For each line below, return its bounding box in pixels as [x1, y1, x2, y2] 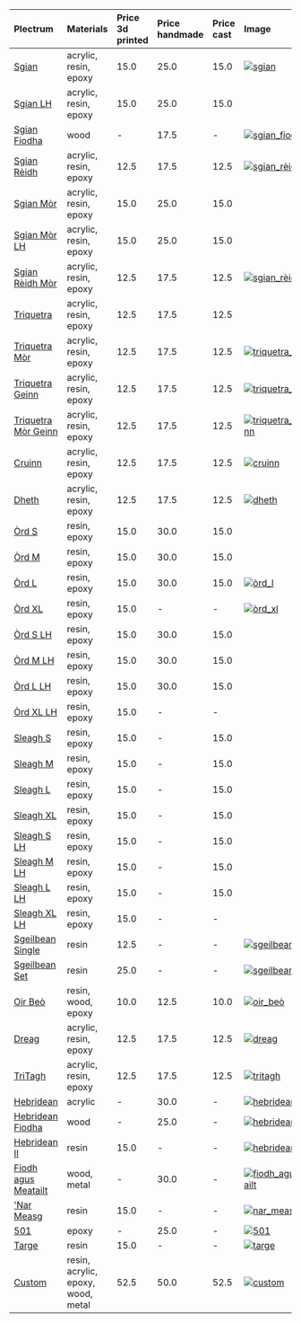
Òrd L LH [13, 680, 52, 692]
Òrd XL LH [13, 706, 58, 718]
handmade [157, 29, 204, 40]
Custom [13, 1276, 47, 1288]
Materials [66, 22, 108, 35]
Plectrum [13, 22, 54, 35]
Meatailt [13, 1185, 48, 1196]
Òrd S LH [13, 629, 52, 640]
